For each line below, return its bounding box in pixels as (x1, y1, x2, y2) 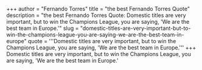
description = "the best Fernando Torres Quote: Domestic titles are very (6, 12, 187, 19)
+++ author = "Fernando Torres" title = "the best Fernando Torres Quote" (6, 5, 190, 12)
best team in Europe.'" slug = (6, 24, 79, 32)
